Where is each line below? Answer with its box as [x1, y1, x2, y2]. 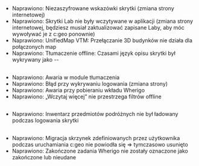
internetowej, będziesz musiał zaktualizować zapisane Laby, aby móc [11, 24, 185, 31]
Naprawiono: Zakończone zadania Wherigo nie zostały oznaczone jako [11, 147, 189, 155]
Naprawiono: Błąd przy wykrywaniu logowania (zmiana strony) [11, 80, 168, 87]
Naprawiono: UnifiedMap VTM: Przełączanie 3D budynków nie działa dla [11, 37, 193, 44]
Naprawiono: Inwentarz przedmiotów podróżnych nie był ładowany [11, 110, 178, 118]
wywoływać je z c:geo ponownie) [11, 30, 95, 38]
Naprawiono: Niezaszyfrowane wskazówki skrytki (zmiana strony [11, 5, 175, 12]
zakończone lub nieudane [11, 153, 77, 161]
